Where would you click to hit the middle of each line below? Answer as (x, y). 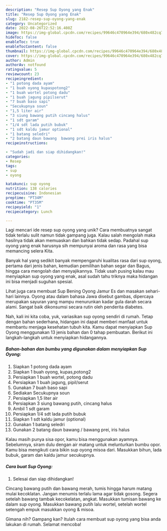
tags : (11, 166)
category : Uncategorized (31, 24)
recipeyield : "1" (24, 207)
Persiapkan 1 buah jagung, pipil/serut (51, 383)
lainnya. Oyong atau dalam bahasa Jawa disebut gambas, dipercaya (84, 296)
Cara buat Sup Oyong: (29, 466)
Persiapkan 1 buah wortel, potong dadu (53, 377)
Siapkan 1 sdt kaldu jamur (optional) (49, 419)
